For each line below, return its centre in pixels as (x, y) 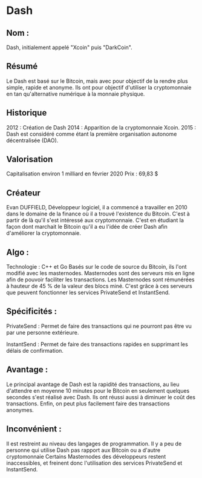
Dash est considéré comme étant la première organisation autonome (92, 134)
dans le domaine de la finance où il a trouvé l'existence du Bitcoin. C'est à (98, 214)
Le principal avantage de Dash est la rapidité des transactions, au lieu (93, 384)
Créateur (24, 193)
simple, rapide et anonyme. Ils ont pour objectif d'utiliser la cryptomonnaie (99, 87)
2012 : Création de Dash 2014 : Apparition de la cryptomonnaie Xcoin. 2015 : (101, 127)
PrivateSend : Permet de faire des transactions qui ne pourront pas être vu (99, 326)
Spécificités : (32, 311)
